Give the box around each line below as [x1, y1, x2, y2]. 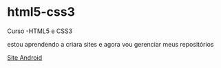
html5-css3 [7, 4, 76, 20]
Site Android [7, 53, 43, 62]
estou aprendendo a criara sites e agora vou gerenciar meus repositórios [7, 40, 214, 48]
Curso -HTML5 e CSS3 [7, 27, 73, 35]
